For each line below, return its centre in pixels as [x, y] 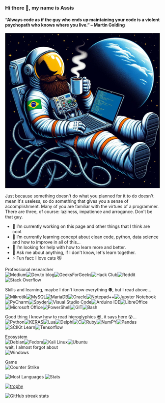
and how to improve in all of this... [46, 242]
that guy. [14, 217]
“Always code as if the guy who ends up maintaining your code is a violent [82, 20]
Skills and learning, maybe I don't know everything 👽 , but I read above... [78, 290]
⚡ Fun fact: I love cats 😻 [37, 258]
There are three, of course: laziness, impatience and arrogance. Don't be [79, 212]
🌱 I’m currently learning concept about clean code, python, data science [85, 237]
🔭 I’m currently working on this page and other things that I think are [81, 226]
